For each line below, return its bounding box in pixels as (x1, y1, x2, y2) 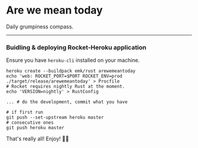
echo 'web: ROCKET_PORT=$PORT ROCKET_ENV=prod (6, 73, 123, 80)
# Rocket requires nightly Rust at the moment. (6, 84, 126, 90)
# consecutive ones (6, 120, 54, 126)
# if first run (6, 110, 44, 116)
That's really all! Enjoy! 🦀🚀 (6, 135, 70, 142)
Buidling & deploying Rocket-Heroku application (6, 43, 147, 51)
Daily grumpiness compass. (6, 23, 74, 30)
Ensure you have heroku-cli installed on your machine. (6, 57, 140, 64)
